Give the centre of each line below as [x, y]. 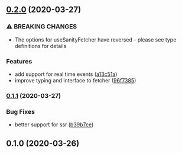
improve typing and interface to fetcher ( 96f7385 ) [75, 80]
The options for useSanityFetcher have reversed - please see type [95, 39]
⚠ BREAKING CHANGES [42, 27]
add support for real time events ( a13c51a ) [66, 74]
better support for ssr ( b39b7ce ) [54, 125]
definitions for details [40, 46]
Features [19, 61]
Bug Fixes [21, 111]
